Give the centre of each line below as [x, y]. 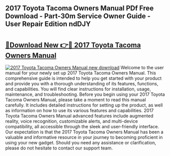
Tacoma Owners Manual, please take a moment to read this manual [76, 100]
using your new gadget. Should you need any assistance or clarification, [81, 143]
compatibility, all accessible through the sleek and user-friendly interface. [82, 126]
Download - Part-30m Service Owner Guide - [78, 16]
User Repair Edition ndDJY [48, 24]
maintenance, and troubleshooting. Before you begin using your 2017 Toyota [85, 94]
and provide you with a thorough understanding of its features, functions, [82, 84]
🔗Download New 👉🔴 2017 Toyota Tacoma [73, 45]
